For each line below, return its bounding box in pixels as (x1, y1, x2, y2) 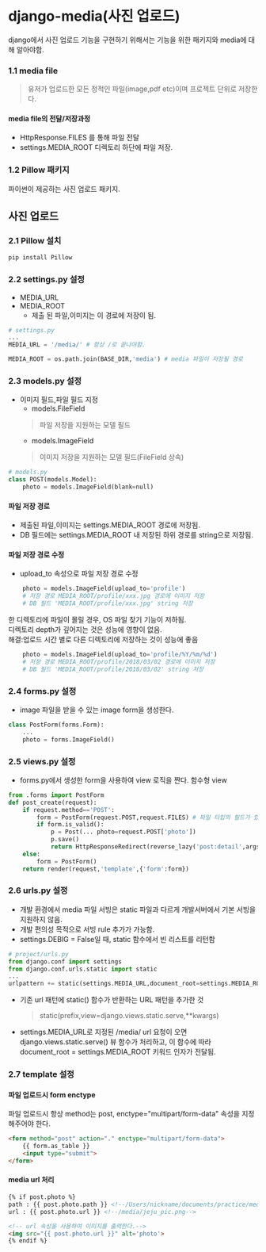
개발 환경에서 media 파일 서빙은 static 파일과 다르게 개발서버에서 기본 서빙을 (19, 905, 256, 914)
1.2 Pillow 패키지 (8, 164, 70, 175)
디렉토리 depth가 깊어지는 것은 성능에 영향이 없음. (8, 625, 162, 634)
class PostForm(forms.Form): (8, 721, 104, 729)
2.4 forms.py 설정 (8, 685, 77, 696)
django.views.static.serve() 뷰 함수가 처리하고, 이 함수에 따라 (19, 1037, 211, 1047)
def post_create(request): (8, 798, 97, 806)
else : (22, 850, 41, 858)
